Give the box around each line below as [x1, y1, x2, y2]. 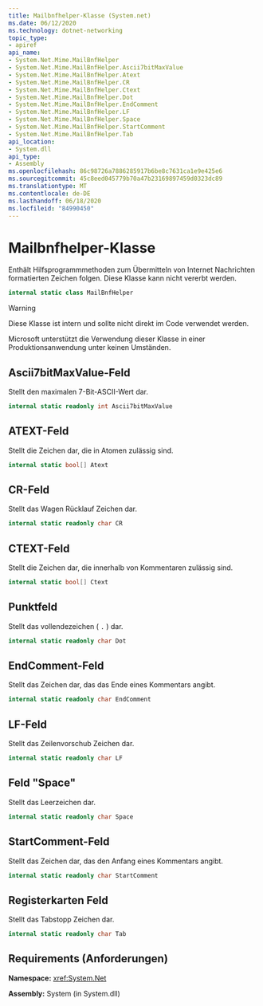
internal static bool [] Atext [8, 461, 109, 469]
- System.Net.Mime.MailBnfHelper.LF [8, 108, 130, 116]
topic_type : [8, 33, 48, 42]
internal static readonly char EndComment [8, 695, 151, 704]
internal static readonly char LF [8, 754, 124, 762]
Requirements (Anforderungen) [8, 952, 169, 965]
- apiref [8, 41, 37, 49]
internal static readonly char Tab [8, 930, 127, 938]
